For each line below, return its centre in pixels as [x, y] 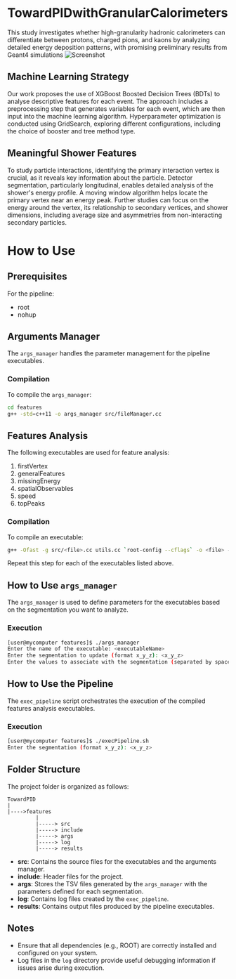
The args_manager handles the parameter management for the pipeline [109, 353]
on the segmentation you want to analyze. [68, 610]
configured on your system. [58, 952]
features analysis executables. [51, 708]
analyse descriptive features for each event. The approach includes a [108, 101]
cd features [25, 407]
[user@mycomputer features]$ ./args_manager [73, 643]
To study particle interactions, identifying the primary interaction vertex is [113, 170]
